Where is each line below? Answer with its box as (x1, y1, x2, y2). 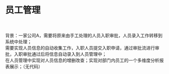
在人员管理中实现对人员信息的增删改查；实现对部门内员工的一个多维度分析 (5, 57, 159, 63)
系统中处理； (5, 38, 32, 45)
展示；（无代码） (9, 63, 43, 70)
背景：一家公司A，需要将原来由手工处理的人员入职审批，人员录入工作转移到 (5, 32, 162, 38)
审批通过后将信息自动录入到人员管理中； (22, 51, 107, 57)
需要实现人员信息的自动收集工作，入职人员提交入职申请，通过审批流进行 (5, 45, 155, 51)
